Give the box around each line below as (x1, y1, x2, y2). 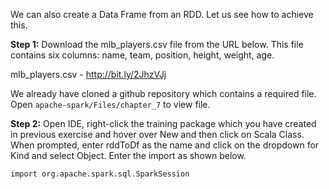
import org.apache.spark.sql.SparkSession (10, 169, 190, 179)
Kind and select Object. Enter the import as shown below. (10, 150, 247, 161)
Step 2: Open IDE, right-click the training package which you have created (10, 118, 317, 129)
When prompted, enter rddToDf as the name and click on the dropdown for (10, 139, 320, 151)
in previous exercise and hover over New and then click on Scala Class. (10, 129, 305, 140)
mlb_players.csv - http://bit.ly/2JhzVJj (10, 69, 167, 80)
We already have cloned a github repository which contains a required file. (10, 88, 317, 99)
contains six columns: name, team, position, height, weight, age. (10, 49, 275, 61)
